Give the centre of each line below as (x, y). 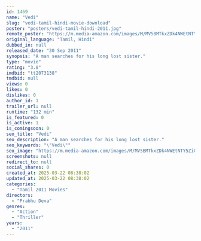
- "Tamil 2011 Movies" (40, 190)
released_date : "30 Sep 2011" (44, 51)
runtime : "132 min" (31, 112)
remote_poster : (25, 34)
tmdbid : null (22, 78)
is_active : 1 (22, 123)
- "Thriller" (28, 218)
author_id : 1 (22, 100)
